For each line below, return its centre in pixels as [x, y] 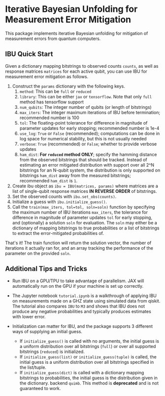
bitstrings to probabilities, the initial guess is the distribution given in [88, 378]
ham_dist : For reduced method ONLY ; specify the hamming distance [88, 154]
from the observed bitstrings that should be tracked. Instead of [83, 160]
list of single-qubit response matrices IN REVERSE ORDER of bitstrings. [84, 191]
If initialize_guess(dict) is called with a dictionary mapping [82, 372]
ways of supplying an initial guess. [47, 331]
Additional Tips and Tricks [46, 269]
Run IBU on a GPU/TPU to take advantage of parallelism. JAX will [78, 281]
